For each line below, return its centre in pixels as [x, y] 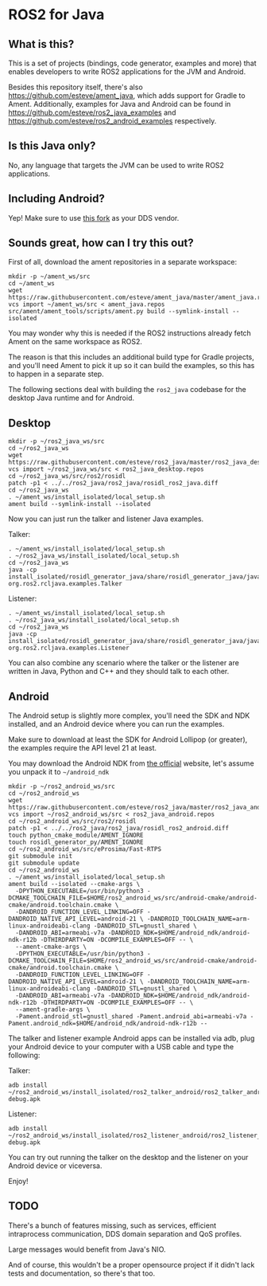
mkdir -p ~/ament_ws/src [49, 276]
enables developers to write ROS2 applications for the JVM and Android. [127, 72]
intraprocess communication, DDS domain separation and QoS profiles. [125, 1233]
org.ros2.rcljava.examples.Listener [69, 648]
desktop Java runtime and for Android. [72, 398]
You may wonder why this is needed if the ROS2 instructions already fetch [130, 333]
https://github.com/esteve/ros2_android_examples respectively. [112, 121]
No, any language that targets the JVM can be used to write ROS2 [116, 165]
